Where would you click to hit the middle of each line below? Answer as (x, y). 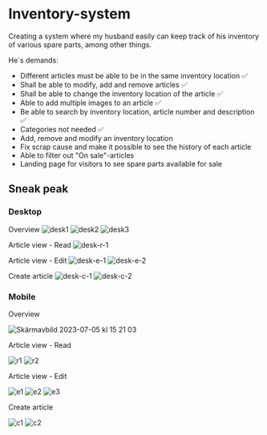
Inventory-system (69, 14)
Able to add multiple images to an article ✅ (91, 103)
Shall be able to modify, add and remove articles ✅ (103, 84)
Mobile (22, 296)
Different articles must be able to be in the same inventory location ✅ (134, 75)
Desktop (25, 211)
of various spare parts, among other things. (80, 44)
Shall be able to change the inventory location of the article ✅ (121, 94)
